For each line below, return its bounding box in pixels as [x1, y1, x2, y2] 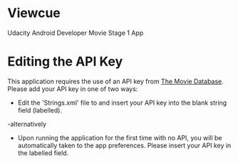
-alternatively [7, 120, 47, 128]
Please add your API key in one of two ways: [7, 84, 138, 93]
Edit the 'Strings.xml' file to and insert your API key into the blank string [17, 98, 227, 107]
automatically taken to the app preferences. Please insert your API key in [17, 141, 232, 149]
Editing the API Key [7, 53, 123, 70]
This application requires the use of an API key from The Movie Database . [7, 77, 224, 85]
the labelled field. [17, 148, 69, 157]
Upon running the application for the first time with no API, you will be [17, 133, 222, 142]
